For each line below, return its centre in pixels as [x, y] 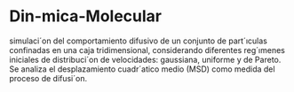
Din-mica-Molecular [86, 16]
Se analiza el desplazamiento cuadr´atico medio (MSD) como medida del [142, 69]
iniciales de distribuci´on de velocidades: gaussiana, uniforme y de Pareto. [145, 59]
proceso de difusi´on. [48, 78]
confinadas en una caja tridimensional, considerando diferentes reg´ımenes [147, 50]
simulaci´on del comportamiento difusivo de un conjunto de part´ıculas [139, 41]
